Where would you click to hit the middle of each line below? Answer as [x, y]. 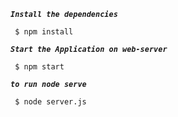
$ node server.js [50, 102]
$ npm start [39, 67]
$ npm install [44, 32]
